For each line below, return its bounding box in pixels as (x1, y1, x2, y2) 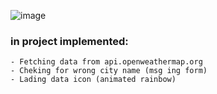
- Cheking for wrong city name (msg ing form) (10, 66, 208, 76)
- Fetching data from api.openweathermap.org (10, 57, 203, 67)
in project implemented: (10, 34, 129, 48)
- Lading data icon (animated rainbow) (10, 75, 177, 85)
